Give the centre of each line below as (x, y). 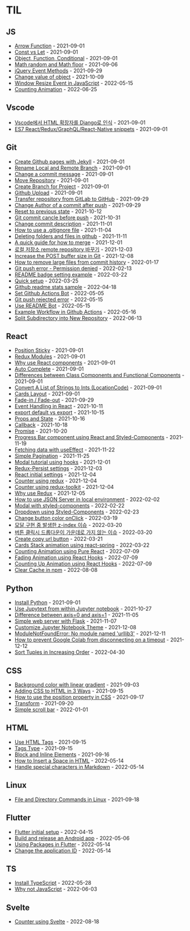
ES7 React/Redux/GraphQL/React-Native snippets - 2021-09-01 (91, 129)
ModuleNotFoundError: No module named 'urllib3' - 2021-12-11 (90, 634)
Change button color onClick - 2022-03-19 (66, 518)
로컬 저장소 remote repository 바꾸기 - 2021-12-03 (73, 249)
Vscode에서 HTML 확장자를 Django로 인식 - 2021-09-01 (80, 122)
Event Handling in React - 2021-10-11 (59, 406)
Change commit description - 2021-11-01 (63, 223)
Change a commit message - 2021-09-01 (64, 174)
